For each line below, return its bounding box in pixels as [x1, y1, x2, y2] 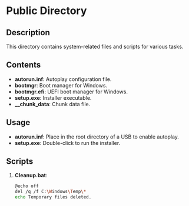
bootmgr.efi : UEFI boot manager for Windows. [14, 88, 128, 95]
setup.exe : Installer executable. [14, 94, 92, 101]
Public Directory [6, 4, 87, 18]
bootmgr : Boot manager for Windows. [14, 82, 108, 89]
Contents [6, 60, 41, 70]
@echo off [14, 183, 39, 189]
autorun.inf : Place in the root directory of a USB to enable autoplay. [14, 133, 180, 140]
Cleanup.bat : [14, 172, 48, 179]
